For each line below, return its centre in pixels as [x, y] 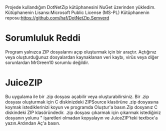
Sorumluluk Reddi [43, 38]
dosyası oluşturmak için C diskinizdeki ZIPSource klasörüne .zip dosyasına [82, 101]
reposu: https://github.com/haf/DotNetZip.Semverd [57, 18]
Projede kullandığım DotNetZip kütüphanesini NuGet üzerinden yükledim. [80, 7]
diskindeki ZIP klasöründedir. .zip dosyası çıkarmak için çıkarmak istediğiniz [83, 112]
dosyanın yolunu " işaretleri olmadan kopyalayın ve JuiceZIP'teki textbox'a [81, 117]
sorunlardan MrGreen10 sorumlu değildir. [47, 62]
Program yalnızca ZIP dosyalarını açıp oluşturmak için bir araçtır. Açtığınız [81, 51]
